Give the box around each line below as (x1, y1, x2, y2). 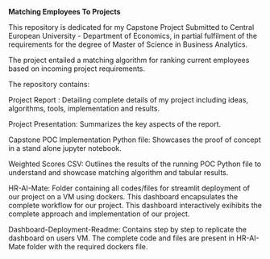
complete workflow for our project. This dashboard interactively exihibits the (8, 201, 262, 210)
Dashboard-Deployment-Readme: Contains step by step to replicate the (8, 225, 247, 234)
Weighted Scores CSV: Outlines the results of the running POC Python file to (8, 159, 262, 169)
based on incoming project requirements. (8, 64, 146, 73)
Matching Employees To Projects (8, 7, 121, 16)
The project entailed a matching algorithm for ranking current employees (8, 56, 250, 65)
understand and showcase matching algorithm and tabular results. (8, 168, 229, 177)
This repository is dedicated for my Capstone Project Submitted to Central (8, 23, 255, 31)
